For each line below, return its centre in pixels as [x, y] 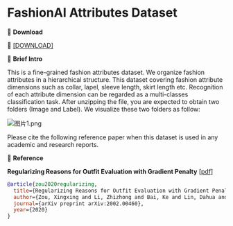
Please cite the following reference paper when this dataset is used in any [113, 137]
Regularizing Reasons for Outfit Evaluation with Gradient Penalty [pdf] [110, 171]
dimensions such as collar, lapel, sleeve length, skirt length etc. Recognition [115, 87]
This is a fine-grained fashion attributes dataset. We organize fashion [106, 72]
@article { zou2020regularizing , [52, 184]
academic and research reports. [53, 144]
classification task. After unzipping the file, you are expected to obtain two [113, 101]
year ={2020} [31, 210]
